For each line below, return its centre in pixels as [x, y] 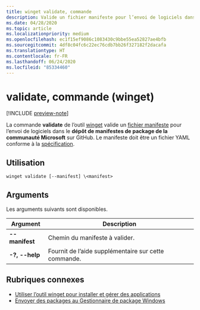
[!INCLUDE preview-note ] [37, 113]
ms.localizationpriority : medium [48, 34]
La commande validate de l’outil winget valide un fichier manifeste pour [94, 125]
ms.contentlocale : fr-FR [37, 56]
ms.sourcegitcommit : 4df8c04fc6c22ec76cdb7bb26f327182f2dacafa [86, 45]
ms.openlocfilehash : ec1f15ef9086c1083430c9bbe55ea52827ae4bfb [86, 39]
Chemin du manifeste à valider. [91, 238]
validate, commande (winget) [80, 97]
